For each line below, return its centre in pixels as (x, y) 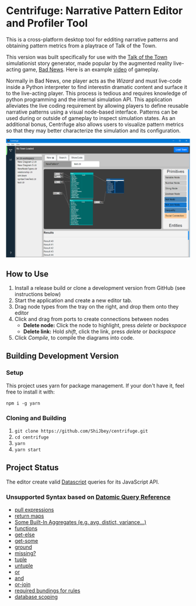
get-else (24, 535)
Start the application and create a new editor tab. (73, 300)
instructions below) (38, 295)
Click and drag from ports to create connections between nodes (92, 319)
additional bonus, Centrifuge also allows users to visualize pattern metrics (95, 124)
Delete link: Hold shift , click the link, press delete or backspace (99, 331)
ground (23, 547)
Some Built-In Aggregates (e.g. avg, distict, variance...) (80, 522)
